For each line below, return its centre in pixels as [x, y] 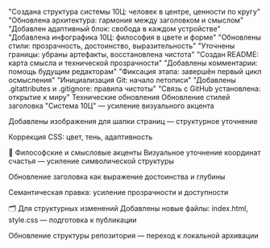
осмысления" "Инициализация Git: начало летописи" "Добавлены [122, 80]
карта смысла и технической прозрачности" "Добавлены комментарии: [133, 63]
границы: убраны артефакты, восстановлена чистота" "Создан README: [134, 54]
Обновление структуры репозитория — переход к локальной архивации [133, 236]
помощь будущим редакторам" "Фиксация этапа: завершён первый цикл [135, 71]
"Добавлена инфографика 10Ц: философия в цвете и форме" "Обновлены [135, 37]
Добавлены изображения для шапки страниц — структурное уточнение [133, 121]
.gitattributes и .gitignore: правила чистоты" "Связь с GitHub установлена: [135, 89]
